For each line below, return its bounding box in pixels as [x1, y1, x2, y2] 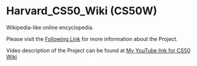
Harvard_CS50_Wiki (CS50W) [6, 4, 157, 18]
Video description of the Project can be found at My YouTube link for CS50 [6, 46, 190, 54]
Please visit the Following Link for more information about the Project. [6, 35, 178, 42]
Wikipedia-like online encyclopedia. [6, 24, 94, 31]
